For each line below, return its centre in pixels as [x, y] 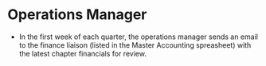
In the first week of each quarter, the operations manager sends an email [138, 37]
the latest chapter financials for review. [82, 53]
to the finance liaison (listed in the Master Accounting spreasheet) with [135, 45]
